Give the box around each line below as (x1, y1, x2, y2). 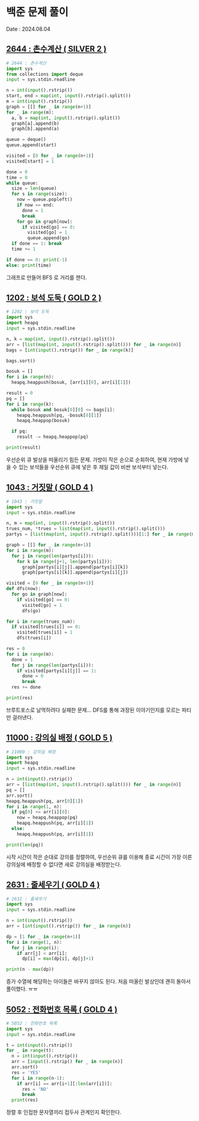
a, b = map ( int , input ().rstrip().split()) (11, 115, 120, 121)
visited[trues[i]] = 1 (17, 629, 73, 636)
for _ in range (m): (6, 109, 54, 116)
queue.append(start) (6, 142, 57, 148)
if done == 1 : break (11, 241, 62, 246)
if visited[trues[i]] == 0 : (11, 624, 81, 630)
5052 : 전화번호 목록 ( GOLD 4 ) (6, 1004, 118, 1014)
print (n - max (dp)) (6, 966, 54, 972)
